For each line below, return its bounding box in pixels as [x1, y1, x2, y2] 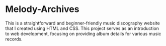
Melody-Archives [5, 3, 79, 15]
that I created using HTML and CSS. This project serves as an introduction [5, 25, 159, 31]
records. [5, 36, 23, 42]
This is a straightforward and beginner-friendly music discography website [5, 20, 160, 26]
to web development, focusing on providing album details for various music [5, 30, 161, 36]
